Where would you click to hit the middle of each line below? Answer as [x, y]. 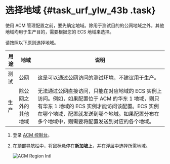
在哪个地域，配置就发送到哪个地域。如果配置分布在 [98, 114]
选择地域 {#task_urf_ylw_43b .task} [80, 10]
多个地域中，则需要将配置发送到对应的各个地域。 [96, 121]
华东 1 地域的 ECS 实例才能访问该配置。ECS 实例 [101, 106]
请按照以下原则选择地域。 [32, 42]
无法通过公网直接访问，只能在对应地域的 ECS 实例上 [100, 91]
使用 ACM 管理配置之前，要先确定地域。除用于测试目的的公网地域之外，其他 [85, 25]
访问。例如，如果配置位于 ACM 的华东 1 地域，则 [96, 99]
